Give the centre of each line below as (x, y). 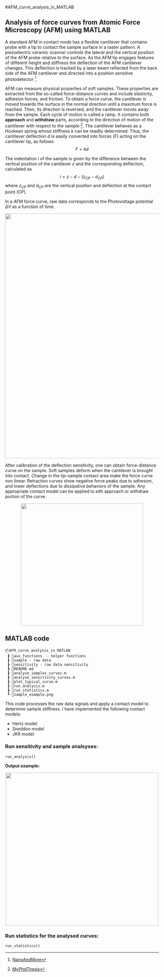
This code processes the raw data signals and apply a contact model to (77, 703)
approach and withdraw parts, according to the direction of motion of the (79, 120)
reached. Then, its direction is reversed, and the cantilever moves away (77, 109)
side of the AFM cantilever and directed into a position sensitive (69, 73)
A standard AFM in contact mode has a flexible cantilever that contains (76, 42)
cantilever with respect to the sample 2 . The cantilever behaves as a (73, 125)
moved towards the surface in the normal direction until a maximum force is (81, 104)
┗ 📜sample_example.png (30, 694)
